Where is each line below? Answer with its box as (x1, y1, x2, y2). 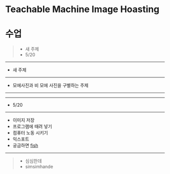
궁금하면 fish (12, 143, 38, 149)
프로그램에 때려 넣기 (12, 123, 52, 129)
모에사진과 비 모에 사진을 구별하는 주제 (12, 82, 89, 89)
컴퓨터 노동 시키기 (12, 130, 48, 136)
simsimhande (25, 163, 53, 170)
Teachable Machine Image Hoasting (5, 4, 159, 15)
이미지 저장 (12, 117, 35, 123)
